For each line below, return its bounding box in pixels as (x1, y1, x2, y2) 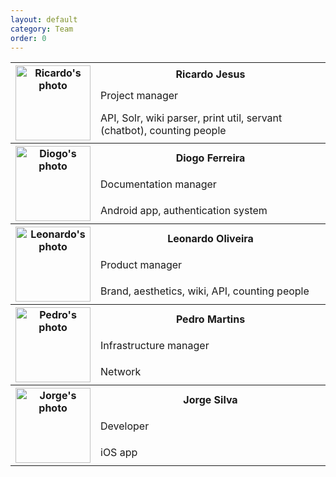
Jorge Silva (183, 392, 238, 406)
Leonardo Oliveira (167, 231, 254, 245)
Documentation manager (100, 177, 217, 191)
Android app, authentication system (100, 203, 268, 217)
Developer (100, 419, 150, 433)
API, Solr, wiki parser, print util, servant (100, 111, 283, 125)
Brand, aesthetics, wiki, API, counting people (100, 284, 310, 298)
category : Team (10, 24, 74, 34)
